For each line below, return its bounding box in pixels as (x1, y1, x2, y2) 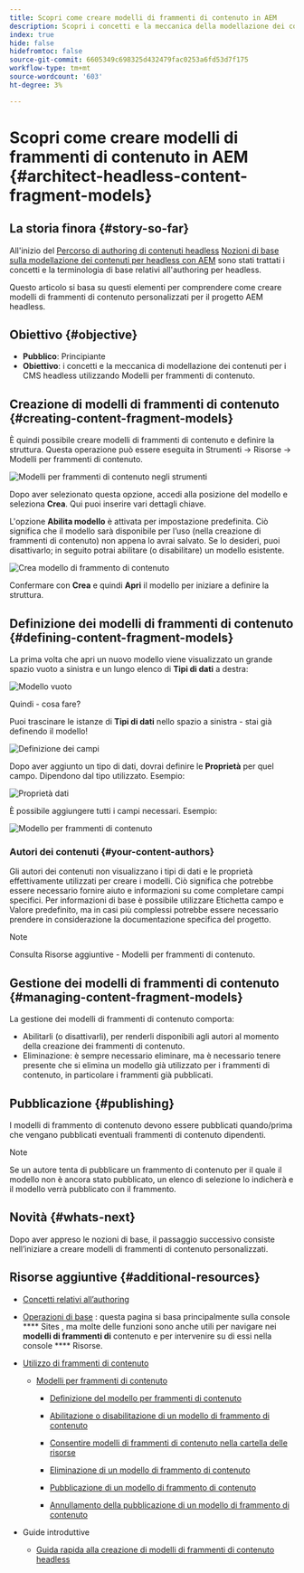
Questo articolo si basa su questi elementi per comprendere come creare (9, 281, 282, 292)
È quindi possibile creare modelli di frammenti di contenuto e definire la (9, 435, 275, 446)
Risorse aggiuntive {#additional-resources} (9, 1270, 261, 1285)
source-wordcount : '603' (9, 72, 103, 81)
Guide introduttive (22, 1526, 90, 1538)
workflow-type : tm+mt (9, 64, 91, 73)
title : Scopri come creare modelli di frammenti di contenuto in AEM (9, 13, 278, 23)
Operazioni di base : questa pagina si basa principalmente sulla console (22, 1311, 290, 1322)
